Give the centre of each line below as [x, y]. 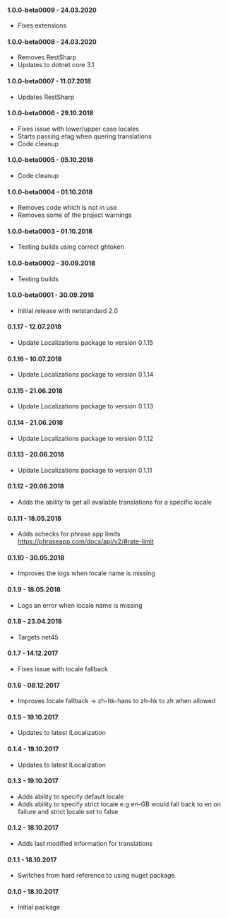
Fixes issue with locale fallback [62, 669]
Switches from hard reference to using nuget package [96, 876]
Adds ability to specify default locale [71, 796]
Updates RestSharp [46, 97]
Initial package [39, 907]
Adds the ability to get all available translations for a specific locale [114, 502]
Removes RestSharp [47, 57]
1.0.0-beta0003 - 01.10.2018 [50, 231]
